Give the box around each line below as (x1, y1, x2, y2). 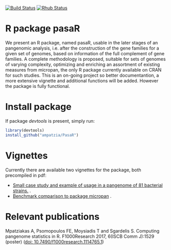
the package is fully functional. (5, 83, 70, 89)
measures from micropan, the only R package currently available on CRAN (5, 66, 162, 73)
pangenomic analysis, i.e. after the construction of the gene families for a (5, 45, 159, 51)
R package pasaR (5, 23, 80, 34)
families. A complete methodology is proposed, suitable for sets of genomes (5, 56, 166, 62)
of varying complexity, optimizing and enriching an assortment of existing (5, 61, 160, 67)
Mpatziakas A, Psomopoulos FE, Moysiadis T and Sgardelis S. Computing (5, 228, 160, 234)
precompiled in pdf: (5, 172, 47, 178)
